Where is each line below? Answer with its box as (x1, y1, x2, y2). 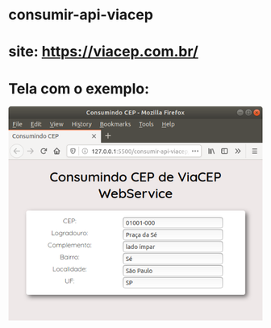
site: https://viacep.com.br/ (8, 43, 199, 61)
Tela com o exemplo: (8, 79, 150, 98)
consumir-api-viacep (8, 6, 153, 24)
